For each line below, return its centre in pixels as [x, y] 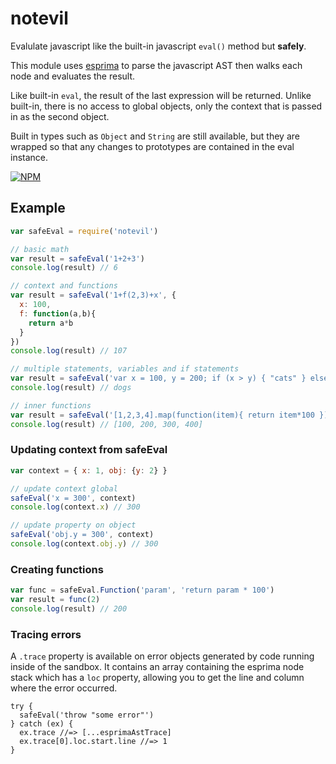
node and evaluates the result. [73, 76]
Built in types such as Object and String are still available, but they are [155, 136]
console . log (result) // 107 [69, 351]
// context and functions [64, 286]
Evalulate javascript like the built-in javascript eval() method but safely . [158, 46]
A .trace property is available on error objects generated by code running [162, 656]
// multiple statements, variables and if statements [125, 369]
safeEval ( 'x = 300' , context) [73, 498]
